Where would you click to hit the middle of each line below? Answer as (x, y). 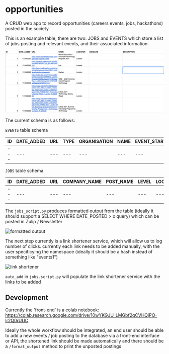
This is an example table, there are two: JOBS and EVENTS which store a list (84, 38)
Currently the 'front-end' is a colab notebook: (52, 310)
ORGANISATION (96, 141)
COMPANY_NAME (82, 182)
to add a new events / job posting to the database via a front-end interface (82, 335)
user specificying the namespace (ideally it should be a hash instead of (79, 251)
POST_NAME (120, 182)
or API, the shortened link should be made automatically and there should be (84, 341)
